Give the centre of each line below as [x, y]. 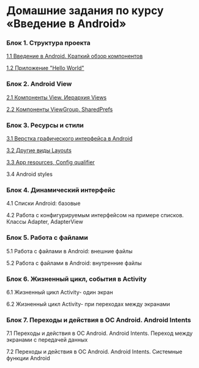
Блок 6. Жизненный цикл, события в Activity [77, 278]
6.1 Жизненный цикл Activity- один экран [60, 292]
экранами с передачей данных [47, 340]
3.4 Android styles [30, 174]
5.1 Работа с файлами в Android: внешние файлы [69, 251]
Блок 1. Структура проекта [48, 43]
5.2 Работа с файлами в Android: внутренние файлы [74, 263]
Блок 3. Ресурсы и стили [45, 125]
